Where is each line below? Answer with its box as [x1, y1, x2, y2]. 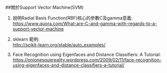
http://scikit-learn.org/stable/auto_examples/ [12, 42, 106, 47]
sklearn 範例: [12, 36, 40, 42]
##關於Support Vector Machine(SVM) [5, 4, 84, 10]
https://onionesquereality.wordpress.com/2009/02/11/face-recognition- [12, 57, 162, 62]
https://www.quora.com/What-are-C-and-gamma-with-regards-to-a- [12, 20, 157, 26]
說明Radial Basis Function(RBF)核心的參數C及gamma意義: [12, 15, 133, 21]
